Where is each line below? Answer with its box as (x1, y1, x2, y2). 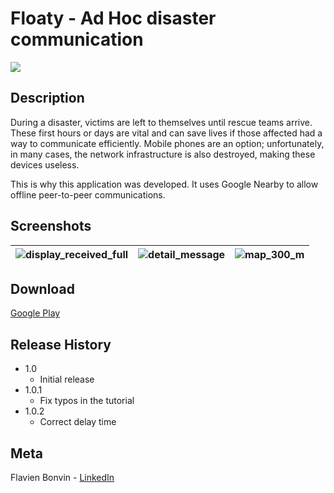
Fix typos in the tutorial (39, 395, 135, 407)
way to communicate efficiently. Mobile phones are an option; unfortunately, (10, 137, 325, 149)
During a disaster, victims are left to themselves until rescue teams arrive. (10, 116, 313, 128)
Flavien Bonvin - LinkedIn (10, 472, 115, 483)
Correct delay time (39, 416, 117, 428)
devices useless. (10, 158, 80, 171)
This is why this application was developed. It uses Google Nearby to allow (10, 178, 319, 190)
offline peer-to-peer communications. (10, 188, 166, 201)
